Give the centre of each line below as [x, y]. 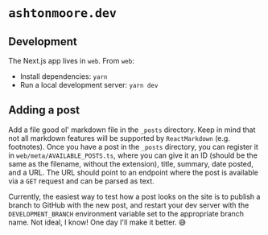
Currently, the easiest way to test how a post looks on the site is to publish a [134, 196]
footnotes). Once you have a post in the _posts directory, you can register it [134, 146]
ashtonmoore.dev [62, 13]
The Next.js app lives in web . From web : [71, 61]
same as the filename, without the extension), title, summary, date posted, [131, 163]
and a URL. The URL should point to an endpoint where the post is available [134, 172]
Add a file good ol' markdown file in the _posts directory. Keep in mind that [132, 130]
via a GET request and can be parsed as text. [81, 181]
